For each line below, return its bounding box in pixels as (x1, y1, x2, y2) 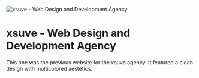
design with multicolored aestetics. (6, 65, 93, 72)
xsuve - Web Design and (6, 27, 131, 40)
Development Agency (6, 39, 117, 53)
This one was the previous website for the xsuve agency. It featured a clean (6, 58, 194, 65)
